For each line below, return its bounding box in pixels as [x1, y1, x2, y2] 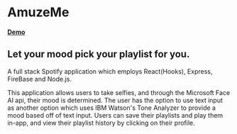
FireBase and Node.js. [7, 74, 72, 83]
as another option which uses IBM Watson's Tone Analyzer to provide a [7, 104, 216, 112]
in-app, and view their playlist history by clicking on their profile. [7, 118, 195, 127]
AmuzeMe [7, 4, 70, 21]
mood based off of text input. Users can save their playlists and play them [7, 111, 224, 119]
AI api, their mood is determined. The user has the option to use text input [7, 96, 224, 104]
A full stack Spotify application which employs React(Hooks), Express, [7, 67, 213, 75]
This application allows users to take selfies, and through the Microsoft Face [7, 88, 231, 96]
